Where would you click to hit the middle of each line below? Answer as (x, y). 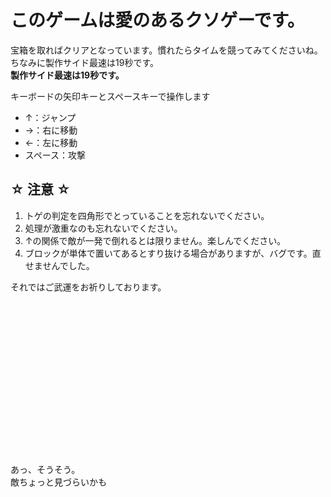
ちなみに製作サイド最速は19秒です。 (84, 62)
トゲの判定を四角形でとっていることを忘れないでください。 (147, 215)
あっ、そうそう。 (45, 469)
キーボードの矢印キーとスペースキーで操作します (110, 96)
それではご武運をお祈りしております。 (88, 287)
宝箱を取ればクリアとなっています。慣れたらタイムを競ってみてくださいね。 (166, 50)
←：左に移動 (51, 142)
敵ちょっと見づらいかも (58, 482)
